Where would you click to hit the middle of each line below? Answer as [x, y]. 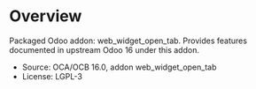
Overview [46, 16]
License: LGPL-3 [52, 76]
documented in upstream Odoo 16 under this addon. [104, 49]
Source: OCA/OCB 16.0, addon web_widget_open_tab [119, 67]
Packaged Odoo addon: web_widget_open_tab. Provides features [128, 41]
